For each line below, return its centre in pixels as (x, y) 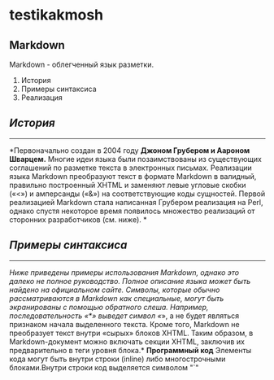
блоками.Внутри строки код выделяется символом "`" (104, 367)
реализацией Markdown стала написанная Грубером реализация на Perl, (136, 202)
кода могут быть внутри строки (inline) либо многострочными (117, 359)
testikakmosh (57, 15)
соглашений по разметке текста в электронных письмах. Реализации (131, 168)
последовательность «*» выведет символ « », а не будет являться (124, 316)
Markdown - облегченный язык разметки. (81, 64)
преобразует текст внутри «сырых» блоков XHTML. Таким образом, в (131, 333)
